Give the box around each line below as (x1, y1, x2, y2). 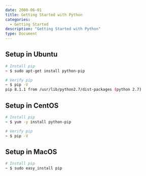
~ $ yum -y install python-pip (5, 119, 71, 124)
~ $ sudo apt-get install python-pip (5, 68, 85, 73)
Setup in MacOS (5, 147, 57, 156)
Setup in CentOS (5, 101, 59, 110)
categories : (5, 17, 30, 22)
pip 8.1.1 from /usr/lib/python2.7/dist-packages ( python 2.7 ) (5, 87, 142, 92)
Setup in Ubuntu (5, 50, 58, 59)
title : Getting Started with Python (5, 12, 83, 17)
